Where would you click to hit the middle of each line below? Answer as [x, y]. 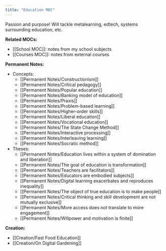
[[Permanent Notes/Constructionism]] [59, 79]
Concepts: [23, 74]
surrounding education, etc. [34, 29]
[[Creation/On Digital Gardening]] [47, 243]
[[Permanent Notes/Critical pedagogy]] [61, 85]
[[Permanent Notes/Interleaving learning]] [63, 138]
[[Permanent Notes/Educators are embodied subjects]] [77, 175]
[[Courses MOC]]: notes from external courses [61, 54]
